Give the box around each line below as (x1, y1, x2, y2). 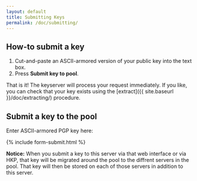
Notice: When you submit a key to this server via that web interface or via (6, 150, 187, 157)
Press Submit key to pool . (14, 70, 79, 77)
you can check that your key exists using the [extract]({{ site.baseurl (6, 88, 174, 95)
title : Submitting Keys (6, 14, 65, 20)
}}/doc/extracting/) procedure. (6, 94, 81, 101)
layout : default (6, 8, 46, 15)
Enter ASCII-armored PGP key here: (6, 127, 94, 134)
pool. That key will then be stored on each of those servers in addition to (6, 163, 183, 170)
